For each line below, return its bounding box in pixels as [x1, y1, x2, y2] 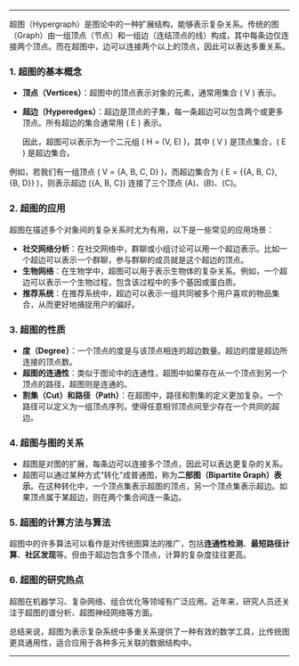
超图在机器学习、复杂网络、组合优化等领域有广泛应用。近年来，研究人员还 [9, 596, 282, 606]
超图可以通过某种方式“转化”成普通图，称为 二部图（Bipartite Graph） [21, 470, 274, 481]
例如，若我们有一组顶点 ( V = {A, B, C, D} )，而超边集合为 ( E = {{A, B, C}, [9, 167, 278, 177]
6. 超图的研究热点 [9, 574, 85, 587]
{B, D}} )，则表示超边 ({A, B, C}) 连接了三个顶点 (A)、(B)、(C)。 [9, 177, 242, 188]
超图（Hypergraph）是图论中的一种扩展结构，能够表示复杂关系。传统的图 [9, 19, 279, 29]
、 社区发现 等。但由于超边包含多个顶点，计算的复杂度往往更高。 [17, 549, 251, 560]
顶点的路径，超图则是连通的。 [21, 378, 132, 389]
